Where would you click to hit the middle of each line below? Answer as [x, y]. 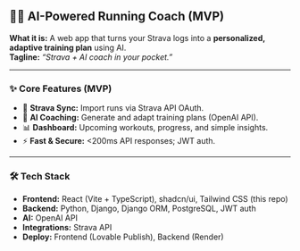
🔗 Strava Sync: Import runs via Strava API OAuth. [113, 108]
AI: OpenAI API [50, 218]
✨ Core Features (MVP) [61, 88]
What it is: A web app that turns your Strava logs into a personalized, [137, 38]
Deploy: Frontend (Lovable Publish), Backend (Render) [123, 237]
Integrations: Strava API [67, 228]
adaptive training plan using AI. [68, 47]
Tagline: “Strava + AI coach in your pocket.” [91, 57]
